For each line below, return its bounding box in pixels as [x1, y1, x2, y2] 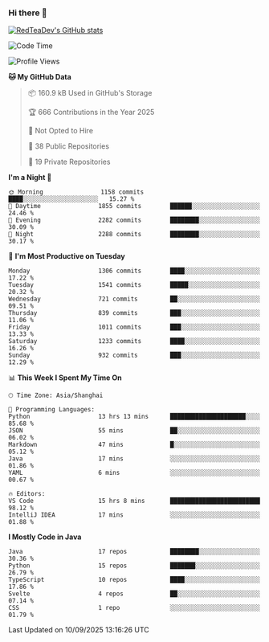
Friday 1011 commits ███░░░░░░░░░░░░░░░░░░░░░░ [8, 323, 261, 332]
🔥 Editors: [8, 490, 46, 498]
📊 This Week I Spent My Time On [8, 373, 122, 382]
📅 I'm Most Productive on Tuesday [8, 251, 126, 261]
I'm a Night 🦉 [8, 173, 52, 182]
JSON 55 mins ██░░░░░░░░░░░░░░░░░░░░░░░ [8, 427, 261, 435]
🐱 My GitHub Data [8, 72, 72, 82]
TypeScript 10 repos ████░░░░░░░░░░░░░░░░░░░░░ [8, 576, 261, 584]
